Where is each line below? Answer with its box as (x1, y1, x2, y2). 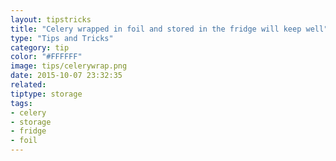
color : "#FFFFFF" (10, 52, 83, 62)
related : (10, 80, 47, 90)
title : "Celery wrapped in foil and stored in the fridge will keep (10, 24, 302, 34)
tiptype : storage (10, 89, 83, 99)
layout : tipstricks (10, 14, 92, 25)
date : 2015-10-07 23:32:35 (10, 71, 123, 81)
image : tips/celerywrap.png (10, 61, 128, 71)
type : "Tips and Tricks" (10, 33, 114, 43)
